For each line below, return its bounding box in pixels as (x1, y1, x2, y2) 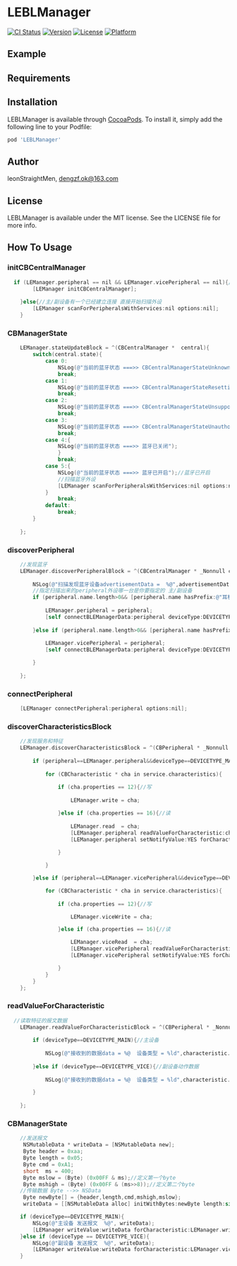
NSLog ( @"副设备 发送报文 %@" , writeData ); (32, 1239, 155, 1247)
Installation (7, 96, 58, 108)
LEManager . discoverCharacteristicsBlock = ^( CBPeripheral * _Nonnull (20, 745, 229, 752)
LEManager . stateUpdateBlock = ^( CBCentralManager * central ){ (20, 344, 210, 352)
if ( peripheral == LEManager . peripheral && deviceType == (32, 757, 191, 764)
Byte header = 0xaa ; (23, 1148, 83, 1155)
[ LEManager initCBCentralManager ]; (32, 285, 138, 292)
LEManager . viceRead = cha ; (70, 939, 153, 946)
